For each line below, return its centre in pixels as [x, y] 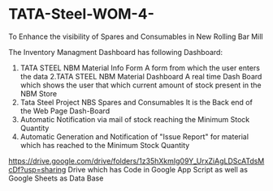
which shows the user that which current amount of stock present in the [141, 85]
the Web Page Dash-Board [65, 111]
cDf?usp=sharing [37, 169]
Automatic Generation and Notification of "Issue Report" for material [134, 136]
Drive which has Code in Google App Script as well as [158, 169]
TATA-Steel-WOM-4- [81, 14]
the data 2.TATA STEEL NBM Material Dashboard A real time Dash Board [141, 76]
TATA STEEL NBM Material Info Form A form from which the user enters [140, 68]
